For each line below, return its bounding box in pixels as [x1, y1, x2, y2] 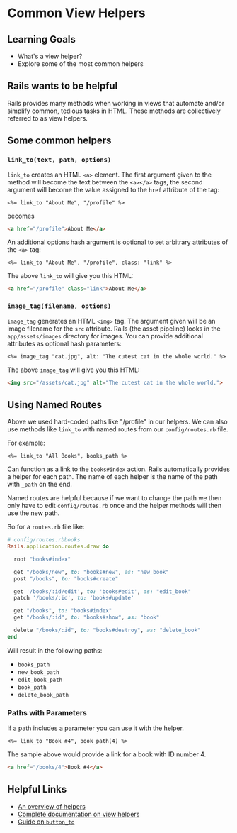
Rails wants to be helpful [7, 80, 118, 92]
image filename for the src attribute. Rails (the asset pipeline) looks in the [7, 324, 221, 333]
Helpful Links [7, 783, 67, 795]
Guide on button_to [17, 817, 75, 826]
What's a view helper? [17, 52, 83, 60]
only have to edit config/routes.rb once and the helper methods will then [7, 502, 222, 510]
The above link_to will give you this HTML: [7, 272, 134, 280]
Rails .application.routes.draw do [7, 543, 110, 551]
